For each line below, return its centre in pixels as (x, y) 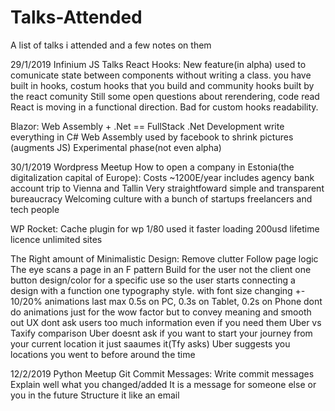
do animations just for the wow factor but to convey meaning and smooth (161, 312)
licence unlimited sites (56, 239)
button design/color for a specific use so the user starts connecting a (153, 280)
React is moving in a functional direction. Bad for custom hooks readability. (164, 107)
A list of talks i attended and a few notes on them (111, 45)
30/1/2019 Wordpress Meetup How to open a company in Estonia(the (152, 167)
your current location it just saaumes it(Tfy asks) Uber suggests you (150, 343)
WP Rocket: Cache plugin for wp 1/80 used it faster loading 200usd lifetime (165, 228)
